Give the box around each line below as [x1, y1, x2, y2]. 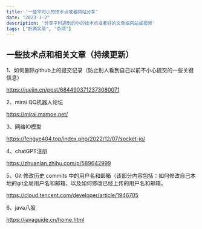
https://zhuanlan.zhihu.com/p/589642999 [6, 160, 111, 167]
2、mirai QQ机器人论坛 [6, 99, 64, 106]
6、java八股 [6, 204, 36, 212]
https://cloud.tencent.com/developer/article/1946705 [6, 192, 139, 199]
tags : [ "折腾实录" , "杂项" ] [6, 25, 71, 32]
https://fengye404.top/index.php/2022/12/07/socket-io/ [6, 135, 146, 142]
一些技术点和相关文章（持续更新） [6, 49, 134, 60]
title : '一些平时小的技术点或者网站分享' [6, 8, 99, 15]
